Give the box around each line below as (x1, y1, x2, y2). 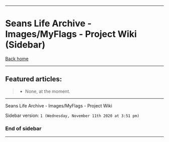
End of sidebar (5, 125, 42, 132)
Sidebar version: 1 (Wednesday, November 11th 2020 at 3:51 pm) (5, 112, 140, 118)
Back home (5, 56, 29, 62)
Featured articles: (5, 75, 62, 83)
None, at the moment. (25, 88, 70, 94)
